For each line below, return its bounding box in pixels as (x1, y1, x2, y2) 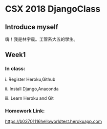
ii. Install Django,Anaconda (5, 86, 59, 92)
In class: (5, 65, 25, 72)
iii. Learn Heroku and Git (5, 95, 54, 101)
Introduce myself (5, 23, 59, 31)
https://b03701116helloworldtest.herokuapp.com (5, 118, 102, 124)
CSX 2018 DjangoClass (5, 3, 101, 15)
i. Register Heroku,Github (5, 76, 56, 82)
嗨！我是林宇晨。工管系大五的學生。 (5, 37, 78, 42)
